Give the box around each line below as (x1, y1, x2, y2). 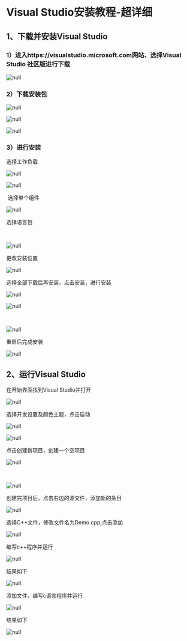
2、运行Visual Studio (6, 369, 86, 379)
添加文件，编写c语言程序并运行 (6, 592, 83, 600)
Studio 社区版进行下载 (6, 59, 71, 68)
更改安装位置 (6, 255, 38, 262)
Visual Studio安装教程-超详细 (6, 5, 153, 19)
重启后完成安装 (6, 338, 43, 345)
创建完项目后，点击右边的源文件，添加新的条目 (6, 494, 122, 502)
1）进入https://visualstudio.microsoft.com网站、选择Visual (6, 50, 182, 59)
